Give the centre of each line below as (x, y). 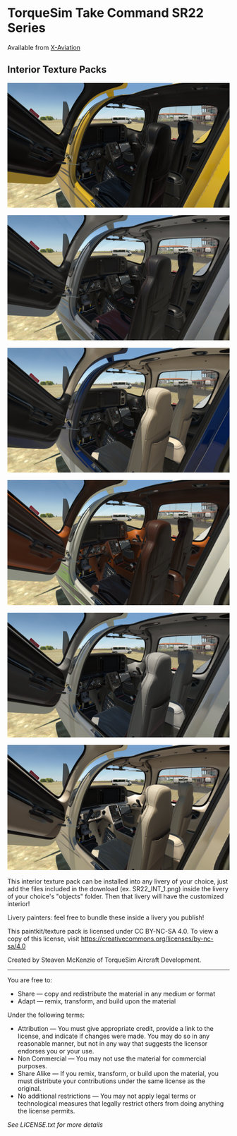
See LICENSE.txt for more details (55, 1124)
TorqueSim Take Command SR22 (106, 13)
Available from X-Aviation (44, 47)
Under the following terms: (46, 1015)
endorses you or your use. (56, 1051)
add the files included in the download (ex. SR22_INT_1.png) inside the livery (118, 888)
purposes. (32, 1065)
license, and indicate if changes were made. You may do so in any (114, 1036)
